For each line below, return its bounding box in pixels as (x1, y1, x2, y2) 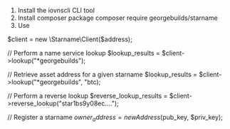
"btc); (84, 78, 101, 86)
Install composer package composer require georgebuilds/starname (17, 14, 219, 22)
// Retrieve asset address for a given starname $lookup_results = (7, 71, 198, 78)
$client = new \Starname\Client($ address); (7, 35, 133, 43)
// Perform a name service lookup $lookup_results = (7, 49, 160, 57)
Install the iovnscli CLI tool (17, 6, 95, 14)
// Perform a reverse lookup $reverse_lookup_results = (7, 92, 168, 100)
